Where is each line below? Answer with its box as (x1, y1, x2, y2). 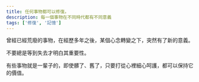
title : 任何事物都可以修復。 (6, 8, 70, 15)
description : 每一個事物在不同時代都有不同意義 (6, 14, 112, 20)
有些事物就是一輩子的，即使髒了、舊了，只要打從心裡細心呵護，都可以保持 (6, 62, 188, 69)
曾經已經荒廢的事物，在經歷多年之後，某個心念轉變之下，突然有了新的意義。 (6, 37, 194, 44)
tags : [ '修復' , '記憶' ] (6, 20, 61, 26)
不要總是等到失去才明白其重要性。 (6, 49, 90, 56)
